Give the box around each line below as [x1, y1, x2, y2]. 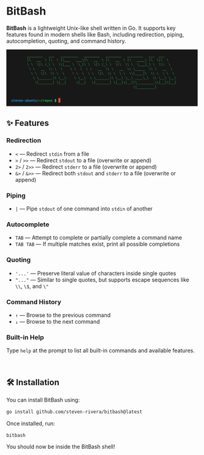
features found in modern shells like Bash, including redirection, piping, [6, 30, 184, 38]
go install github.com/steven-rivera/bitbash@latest [6, 409, 143, 415]
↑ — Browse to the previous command [15, 311, 111, 319]
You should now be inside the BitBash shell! [6, 443, 115, 450]
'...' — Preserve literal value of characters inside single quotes [15, 269, 177, 277]
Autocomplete [6, 220, 50, 229]
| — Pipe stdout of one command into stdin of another [15, 205, 153, 212]
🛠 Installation [6, 377, 59, 387]
